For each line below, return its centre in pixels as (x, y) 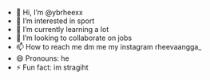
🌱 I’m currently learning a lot (62, 29)
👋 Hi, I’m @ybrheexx (50, 12)
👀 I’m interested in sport (55, 21)
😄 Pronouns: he (42, 58)
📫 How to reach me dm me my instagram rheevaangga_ (109, 47)
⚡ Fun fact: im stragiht (52, 67)
